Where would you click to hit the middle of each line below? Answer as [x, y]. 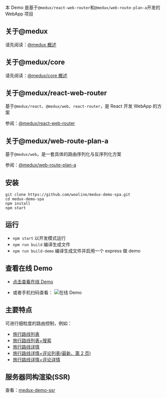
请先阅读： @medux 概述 [31, 44]
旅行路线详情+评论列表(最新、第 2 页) [52, 353]
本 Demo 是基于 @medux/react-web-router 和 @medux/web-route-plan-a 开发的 [83, 7]
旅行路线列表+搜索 [32, 340]
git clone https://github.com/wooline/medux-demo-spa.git [68, 195]
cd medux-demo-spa [25, 199]
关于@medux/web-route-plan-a [57, 141]
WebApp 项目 [20, 14]
